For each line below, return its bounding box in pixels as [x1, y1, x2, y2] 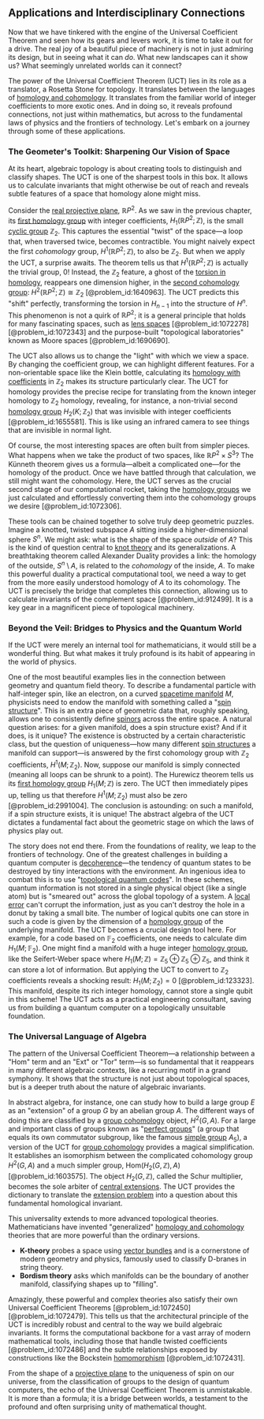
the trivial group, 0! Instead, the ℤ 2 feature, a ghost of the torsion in [8, 267, 226, 278]
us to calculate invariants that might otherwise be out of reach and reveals [8, 181, 249, 190]
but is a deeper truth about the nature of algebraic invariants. [8, 1082, 206, 1091]
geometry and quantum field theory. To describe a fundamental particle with [8, 681, 256, 691]
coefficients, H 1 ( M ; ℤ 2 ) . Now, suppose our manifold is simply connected [8, 758, 240, 771]
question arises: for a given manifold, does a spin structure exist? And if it [8, 723, 247, 732]
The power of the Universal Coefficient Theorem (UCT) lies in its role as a [8, 76, 247, 85]
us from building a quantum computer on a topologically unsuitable [8, 1003, 226, 1012]
